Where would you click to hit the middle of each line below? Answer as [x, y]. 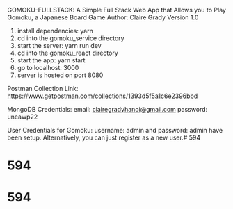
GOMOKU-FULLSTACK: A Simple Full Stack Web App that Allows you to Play [116, 10]
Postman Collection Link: [43, 89]
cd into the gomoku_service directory [71, 38]
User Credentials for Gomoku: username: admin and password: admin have [115, 130]
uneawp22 [23, 117]
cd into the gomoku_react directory [67, 53]
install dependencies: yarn [55, 31]
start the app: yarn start [51, 60]
